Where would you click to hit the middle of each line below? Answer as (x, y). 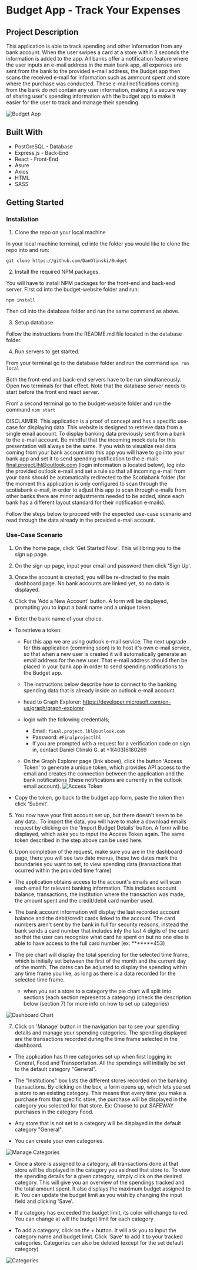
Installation (23, 220)
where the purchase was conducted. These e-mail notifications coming (93, 84)
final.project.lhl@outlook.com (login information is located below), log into (96, 465)
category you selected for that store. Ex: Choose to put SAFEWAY (94, 1105)
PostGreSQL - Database (44, 146)
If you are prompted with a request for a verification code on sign (111, 743)
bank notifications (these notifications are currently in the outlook (103, 780)
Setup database (34, 322)
